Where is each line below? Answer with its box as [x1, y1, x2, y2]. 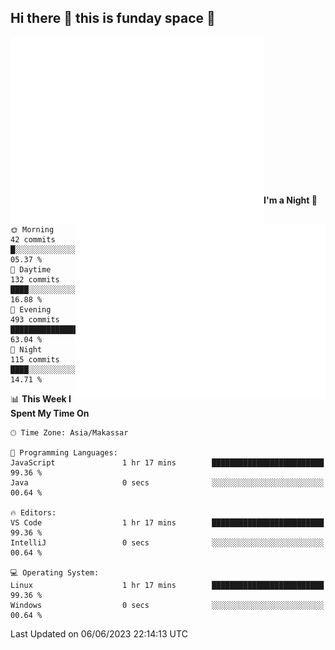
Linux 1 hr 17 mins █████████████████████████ [10, 580, 325, 590]
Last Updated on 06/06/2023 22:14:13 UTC [10, 627, 188, 640]
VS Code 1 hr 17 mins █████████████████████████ [10, 517, 325, 528]
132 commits [10, 274, 60, 285]
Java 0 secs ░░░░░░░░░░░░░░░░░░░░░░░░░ [10, 477, 325, 488]
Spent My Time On [10, 407, 90, 419]
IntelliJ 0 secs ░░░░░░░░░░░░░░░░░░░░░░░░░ [10, 537, 325, 548]
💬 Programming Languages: [10, 447, 118, 458]
